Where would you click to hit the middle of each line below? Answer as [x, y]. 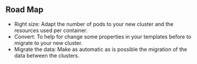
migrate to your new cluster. [48, 43]
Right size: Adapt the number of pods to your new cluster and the [94, 24]
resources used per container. [51, 30]
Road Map [25, 10]
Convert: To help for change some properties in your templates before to [103, 36]
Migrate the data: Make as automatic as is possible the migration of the [101, 49]
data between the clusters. [47, 55]
